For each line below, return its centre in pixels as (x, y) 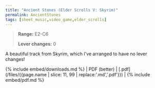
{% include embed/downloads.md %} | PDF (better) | (61, 69)
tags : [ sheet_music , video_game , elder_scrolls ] (56, 19)
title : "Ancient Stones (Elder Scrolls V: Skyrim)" (62, 10)
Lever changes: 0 (37, 44)
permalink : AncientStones (33, 15)
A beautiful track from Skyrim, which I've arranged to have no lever (76, 54)
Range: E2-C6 (33, 34)
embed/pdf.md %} (25, 80)
